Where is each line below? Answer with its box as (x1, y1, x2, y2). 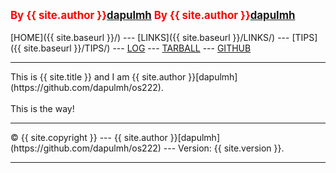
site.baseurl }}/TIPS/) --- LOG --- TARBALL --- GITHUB (23, 42, 252, 54)
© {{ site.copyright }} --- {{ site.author (10, 132, 168, 143)
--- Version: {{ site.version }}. (163, 142, 285, 154)
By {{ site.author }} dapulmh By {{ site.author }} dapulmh (10, 9, 296, 22)
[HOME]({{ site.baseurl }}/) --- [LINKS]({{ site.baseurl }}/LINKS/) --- (10, 32, 290, 43)
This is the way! (10, 103, 75, 114)
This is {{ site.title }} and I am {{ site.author (10, 71, 187, 83)
